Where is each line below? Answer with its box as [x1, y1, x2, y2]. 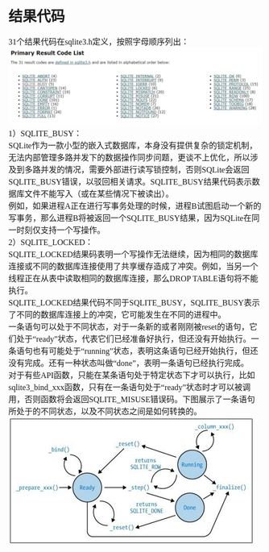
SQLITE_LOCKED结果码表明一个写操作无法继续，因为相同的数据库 [8, 250, 259, 259]
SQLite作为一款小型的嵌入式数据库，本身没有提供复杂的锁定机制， [8, 141, 258, 151]
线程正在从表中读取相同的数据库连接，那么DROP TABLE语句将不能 [8, 274, 259, 284]
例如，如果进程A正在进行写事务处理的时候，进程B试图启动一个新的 [8, 201, 262, 211]
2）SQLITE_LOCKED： [8, 238, 93, 247]
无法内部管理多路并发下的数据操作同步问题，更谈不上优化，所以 [8, 153, 251, 163]
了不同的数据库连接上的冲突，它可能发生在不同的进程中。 [8, 310, 227, 320]
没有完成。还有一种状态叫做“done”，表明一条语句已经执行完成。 [8, 359, 250, 368]
